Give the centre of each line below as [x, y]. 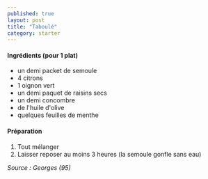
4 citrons [30, 78]
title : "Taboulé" [32, 26]
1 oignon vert [36, 86]
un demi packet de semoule [57, 71]
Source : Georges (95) [39, 167]
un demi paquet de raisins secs [62, 93]
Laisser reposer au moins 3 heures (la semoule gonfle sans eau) [109, 154]
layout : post [26, 20]
